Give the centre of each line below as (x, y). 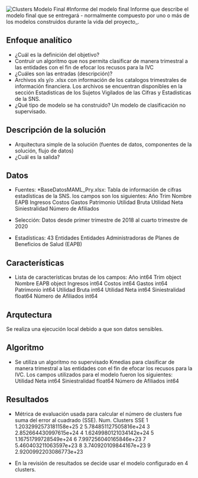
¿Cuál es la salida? (37, 157)
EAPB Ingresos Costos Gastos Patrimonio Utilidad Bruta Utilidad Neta (99, 202)
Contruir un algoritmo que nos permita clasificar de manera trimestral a (101, 61)
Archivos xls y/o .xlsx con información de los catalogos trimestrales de (101, 79)
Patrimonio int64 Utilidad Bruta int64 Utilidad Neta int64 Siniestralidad (100, 290)
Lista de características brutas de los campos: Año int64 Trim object (98, 277)
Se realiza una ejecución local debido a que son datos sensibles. (85, 329)
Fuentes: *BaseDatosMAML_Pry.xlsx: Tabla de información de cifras (98, 190)
